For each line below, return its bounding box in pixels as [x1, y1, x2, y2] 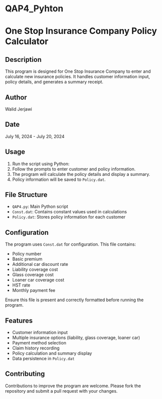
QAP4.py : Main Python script [12, 203, 69, 209]
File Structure [5, 191, 47, 199]
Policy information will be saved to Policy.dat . [12, 176, 106, 182]
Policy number [12, 251, 42, 257]
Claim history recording [12, 345, 60, 351]
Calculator [5, 36, 48, 47]
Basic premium [12, 256, 43, 262]
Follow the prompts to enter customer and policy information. [12, 166, 136, 172]
